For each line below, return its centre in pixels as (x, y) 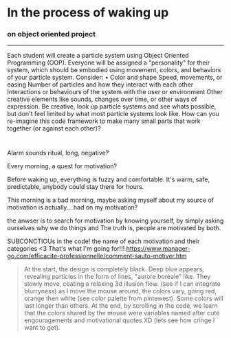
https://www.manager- (158, 248)
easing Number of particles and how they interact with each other (100, 84)
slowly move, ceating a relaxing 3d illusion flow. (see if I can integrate (122, 284)
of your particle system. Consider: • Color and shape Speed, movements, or (115, 78)
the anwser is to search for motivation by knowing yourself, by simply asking (115, 221)
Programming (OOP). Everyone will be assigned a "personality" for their (109, 63)
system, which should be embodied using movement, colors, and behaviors (114, 70)
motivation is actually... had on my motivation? (73, 207)
